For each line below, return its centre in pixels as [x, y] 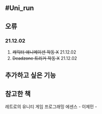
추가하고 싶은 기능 [31, 76]
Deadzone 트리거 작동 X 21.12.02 [45, 58]
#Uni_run [20, 8]
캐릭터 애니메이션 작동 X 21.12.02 [44, 52]
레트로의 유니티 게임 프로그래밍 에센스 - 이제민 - [51, 107]
